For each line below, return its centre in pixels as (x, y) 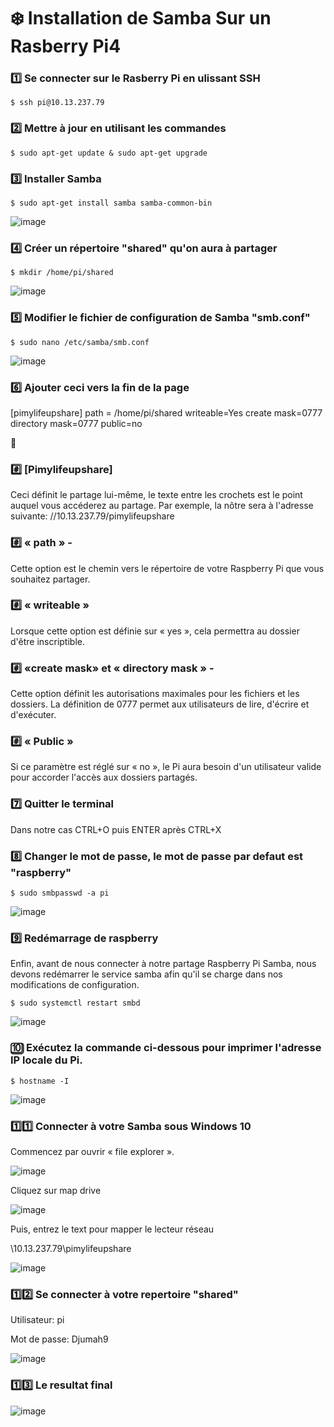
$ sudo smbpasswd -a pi (60, 893)
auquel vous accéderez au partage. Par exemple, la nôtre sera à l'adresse (162, 506)
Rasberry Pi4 (66, 46)
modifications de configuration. (75, 985)
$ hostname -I (40, 1081)
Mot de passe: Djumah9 (59, 1339)
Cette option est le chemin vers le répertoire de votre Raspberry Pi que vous (167, 568)
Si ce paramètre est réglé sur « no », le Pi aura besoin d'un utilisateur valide (166, 767)
